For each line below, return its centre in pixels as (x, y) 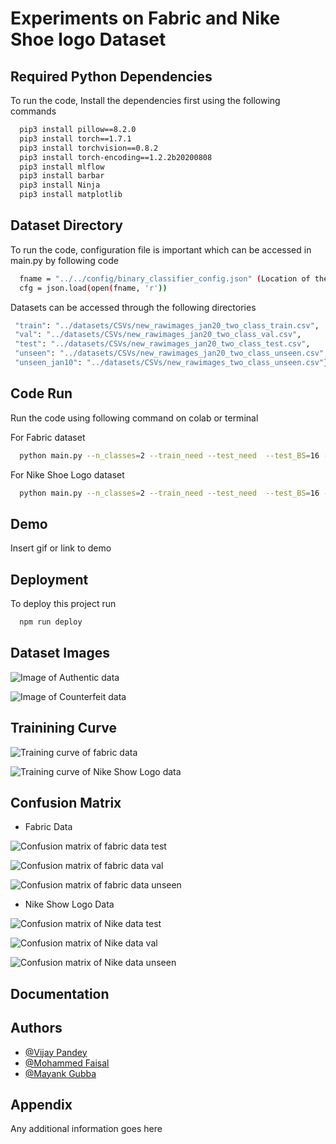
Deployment (49, 579)
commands (33, 111)
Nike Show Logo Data (69, 904)
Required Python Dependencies (111, 76)
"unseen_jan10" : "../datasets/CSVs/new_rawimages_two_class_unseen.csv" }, (173, 363)
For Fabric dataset (48, 437)
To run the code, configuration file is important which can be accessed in (161, 249)
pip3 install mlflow (62, 167)
